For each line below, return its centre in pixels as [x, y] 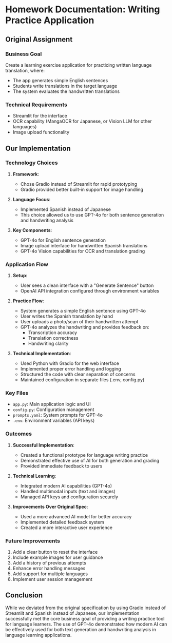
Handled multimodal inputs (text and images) [68, 491]
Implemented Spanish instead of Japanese [66, 209]
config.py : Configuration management [53, 410]
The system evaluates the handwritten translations [66, 91]
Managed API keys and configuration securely [69, 497]
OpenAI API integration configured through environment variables [90, 291]
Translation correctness [53, 338]
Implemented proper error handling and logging [71, 369]
